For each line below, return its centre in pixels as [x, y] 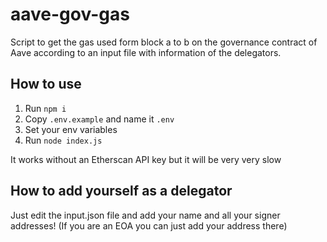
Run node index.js [63, 140]
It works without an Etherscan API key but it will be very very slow [146, 159]
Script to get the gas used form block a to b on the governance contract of [164, 42]
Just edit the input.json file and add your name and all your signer [145, 215]
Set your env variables [71, 129]
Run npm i [45, 108]
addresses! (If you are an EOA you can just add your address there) [149, 225]
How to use [46, 84]
